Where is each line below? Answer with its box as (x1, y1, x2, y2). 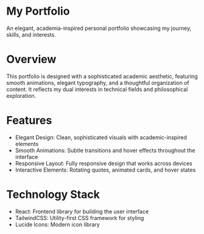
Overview (6, 53, 57, 67)
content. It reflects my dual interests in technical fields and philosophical (6, 86, 188, 93)
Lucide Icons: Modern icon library (15, 221, 100, 228)
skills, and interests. (6, 31, 56, 38)
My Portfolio (6, 4, 70, 18)
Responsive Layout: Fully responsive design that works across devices (15, 159, 193, 167)
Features (6, 114, 52, 128)
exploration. (6, 92, 37, 99)
